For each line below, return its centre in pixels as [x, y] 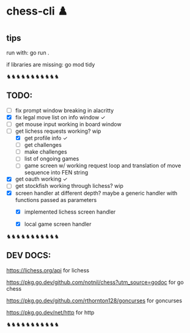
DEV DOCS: [29, 256]
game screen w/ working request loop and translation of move [103, 166]
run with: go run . [28, 53]
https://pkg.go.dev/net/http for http [50, 312]
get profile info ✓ [46, 138]
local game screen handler [58, 224]
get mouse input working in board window [68, 124]
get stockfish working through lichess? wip [69, 186]
